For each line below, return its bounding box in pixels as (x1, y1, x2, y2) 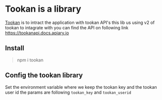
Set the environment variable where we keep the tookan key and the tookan (5, 84, 157, 90)
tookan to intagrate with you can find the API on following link (5, 24, 128, 30)
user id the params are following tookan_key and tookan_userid (5, 89, 132, 95)
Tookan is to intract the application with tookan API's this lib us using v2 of (5, 20, 155, 25)
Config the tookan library (5, 71, 83, 80)
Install (5, 44, 24, 52)
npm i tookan (17, 57, 44, 63)
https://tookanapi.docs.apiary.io (5, 30, 69, 36)
